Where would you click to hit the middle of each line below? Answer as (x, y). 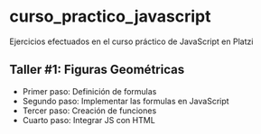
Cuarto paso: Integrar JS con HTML (89, 120)
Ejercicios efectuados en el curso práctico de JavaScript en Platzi (131, 41)
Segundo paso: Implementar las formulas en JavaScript (126, 101)
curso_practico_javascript (110, 17)
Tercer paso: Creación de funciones (89, 111)
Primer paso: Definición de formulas (89, 91)
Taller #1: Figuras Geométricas (97, 70)
